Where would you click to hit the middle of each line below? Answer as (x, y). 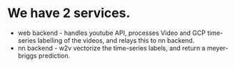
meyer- (217, 48)
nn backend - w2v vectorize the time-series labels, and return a (111, 48)
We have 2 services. (69, 13)
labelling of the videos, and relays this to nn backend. (116, 40)
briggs (27, 56)
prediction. (54, 56)
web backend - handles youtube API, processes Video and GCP (111, 33)
